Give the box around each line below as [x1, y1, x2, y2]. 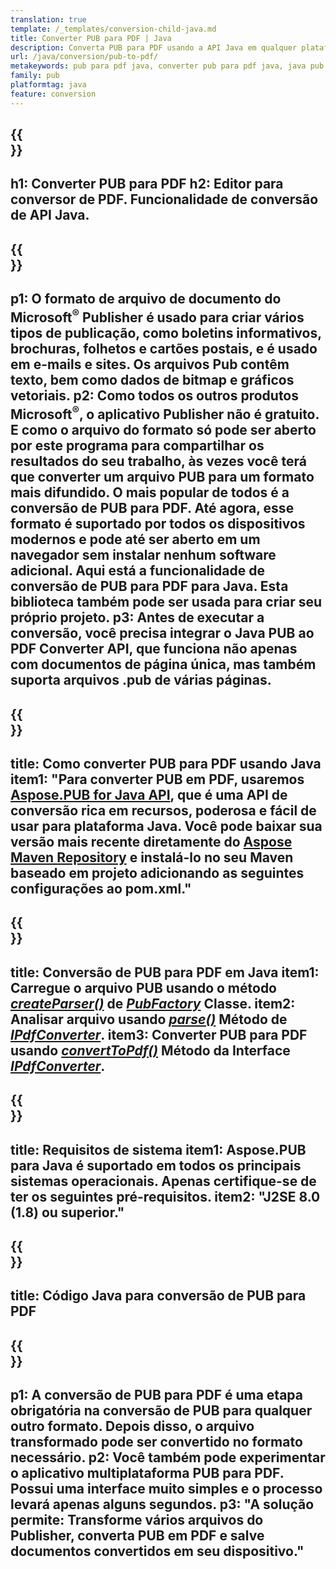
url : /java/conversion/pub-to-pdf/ [10, 52, 159, 62]
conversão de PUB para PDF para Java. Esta [10, 578, 289, 595]
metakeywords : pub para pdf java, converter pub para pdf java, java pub [10, 61, 325, 71]
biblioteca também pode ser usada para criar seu [10, 594, 323, 611]
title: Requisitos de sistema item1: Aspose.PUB [10, 1141, 307, 1158]
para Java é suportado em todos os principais [10, 1157, 302, 1174]
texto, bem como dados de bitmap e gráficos [10, 372, 295, 389]
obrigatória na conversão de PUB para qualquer [10, 1402, 313, 1420]
